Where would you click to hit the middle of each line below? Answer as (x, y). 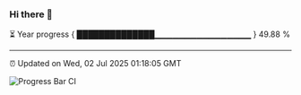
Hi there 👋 (31, 14)
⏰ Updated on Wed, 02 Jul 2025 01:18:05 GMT (95, 64)
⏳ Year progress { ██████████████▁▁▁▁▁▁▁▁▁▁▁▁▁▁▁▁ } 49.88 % (150, 34)
